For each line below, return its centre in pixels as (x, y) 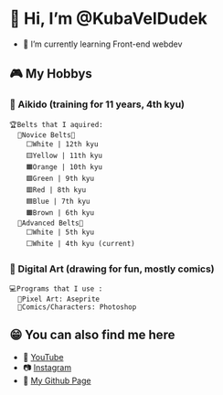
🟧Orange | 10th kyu (64, 167)
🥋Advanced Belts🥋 (51, 223)
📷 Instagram (47, 367)
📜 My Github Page (57, 380)
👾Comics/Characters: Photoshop (77, 307)
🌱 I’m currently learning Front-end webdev (102, 44)
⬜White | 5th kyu (60, 232)
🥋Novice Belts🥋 (47, 135)
